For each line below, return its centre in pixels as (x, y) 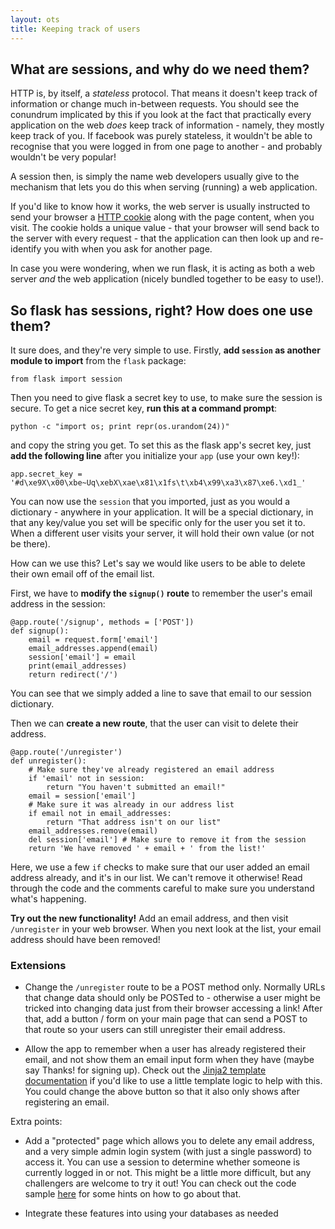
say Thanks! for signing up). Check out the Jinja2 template (145, 1070)
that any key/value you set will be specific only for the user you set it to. (158, 523)
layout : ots (35, 19)
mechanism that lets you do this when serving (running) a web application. (164, 187)
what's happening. (48, 899)
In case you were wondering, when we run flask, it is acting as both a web (162, 268)
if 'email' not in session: (86, 779)
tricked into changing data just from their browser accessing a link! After (173, 1008)
